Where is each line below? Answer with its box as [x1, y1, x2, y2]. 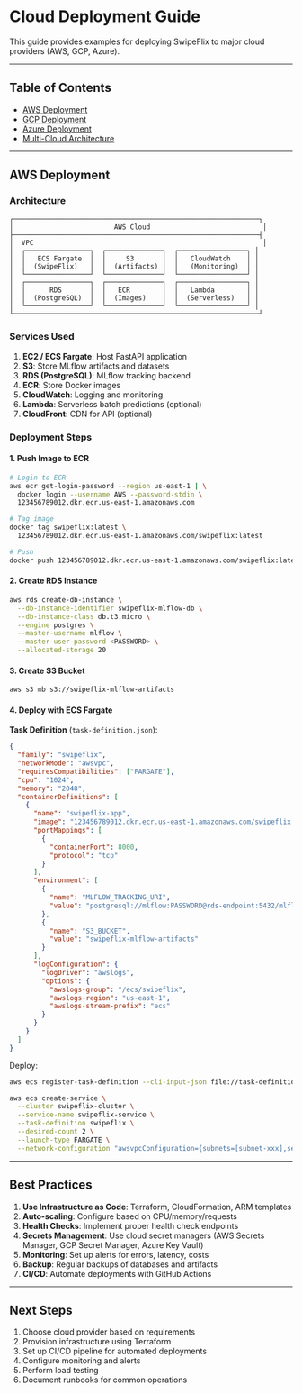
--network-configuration [17, 1143, 111, 1153]
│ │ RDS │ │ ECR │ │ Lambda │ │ [9, 286, 259, 295]
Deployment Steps [9, 431, 93, 443]
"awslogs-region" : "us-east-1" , [49, 993, 171, 1002]
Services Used [9, 331, 75, 343]
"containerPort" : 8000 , [49, 843, 139, 852]
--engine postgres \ [17, 620, 94, 630]
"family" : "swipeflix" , [17, 751, 106, 760]
